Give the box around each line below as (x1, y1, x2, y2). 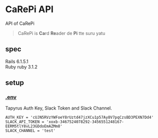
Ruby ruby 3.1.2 (5, 63, 38, 70)
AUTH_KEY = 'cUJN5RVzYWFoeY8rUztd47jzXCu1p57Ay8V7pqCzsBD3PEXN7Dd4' (5, 115, 154, 120)
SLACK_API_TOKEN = (5, 119, 44, 125)
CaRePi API (5, 4, 54, 15)
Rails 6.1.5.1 (5, 58, 29, 64)
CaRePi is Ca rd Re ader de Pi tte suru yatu (17, 30, 106, 36)
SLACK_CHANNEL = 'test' (5, 128, 56, 133)
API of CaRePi (5, 20, 35, 26)
